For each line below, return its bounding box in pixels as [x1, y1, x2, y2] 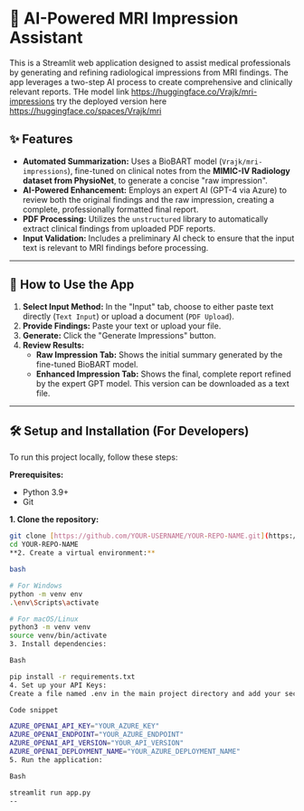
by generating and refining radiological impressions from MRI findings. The [9, 67, 289, 78]
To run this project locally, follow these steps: [9, 452, 178, 463]
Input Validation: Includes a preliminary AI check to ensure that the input [22, 233, 295, 243]
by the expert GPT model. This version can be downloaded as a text [35, 377, 290, 388]
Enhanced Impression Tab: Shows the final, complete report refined [35, 368, 291, 379]
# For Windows [9, 581, 63, 590]
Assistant [9, 27, 83, 48]
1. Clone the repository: [9, 514, 100, 525]
